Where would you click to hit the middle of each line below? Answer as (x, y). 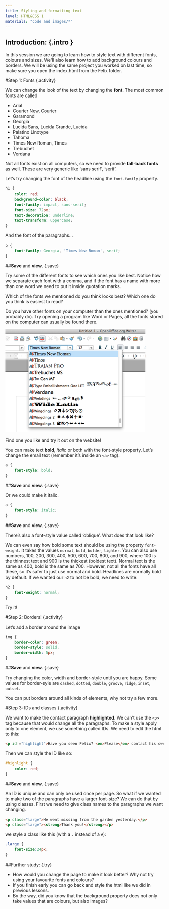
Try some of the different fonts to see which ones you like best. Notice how (83, 275)
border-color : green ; (37, 642)
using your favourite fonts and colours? (53, 880)
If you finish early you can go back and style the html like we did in (81, 885)
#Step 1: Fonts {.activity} (31, 80)
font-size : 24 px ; (31, 850)
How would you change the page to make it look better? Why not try (83, 874)
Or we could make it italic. (32, 495)
